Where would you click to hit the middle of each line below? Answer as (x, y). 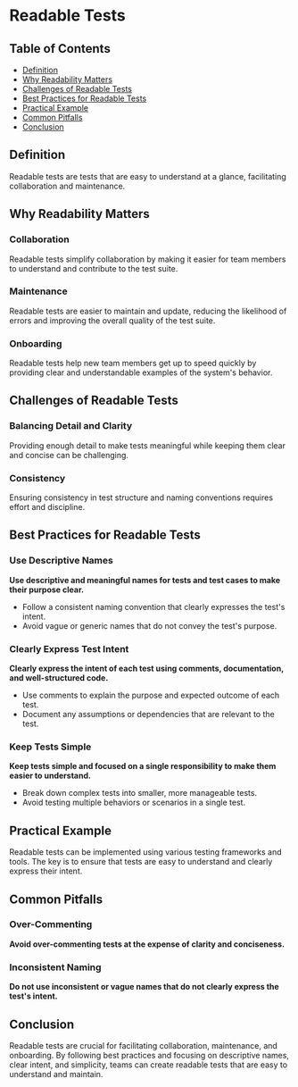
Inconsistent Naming (55, 967)
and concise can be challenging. (69, 455)
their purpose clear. (47, 589)
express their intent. (46, 871)
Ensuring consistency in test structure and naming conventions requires (141, 498)
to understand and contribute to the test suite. (94, 268)
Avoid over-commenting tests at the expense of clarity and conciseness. (147, 944)
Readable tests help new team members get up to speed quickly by (133, 364)
